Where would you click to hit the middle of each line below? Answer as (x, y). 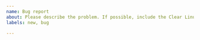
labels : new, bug (28, 22)
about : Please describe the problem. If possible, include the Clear (94, 17)
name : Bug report (28, 11)
